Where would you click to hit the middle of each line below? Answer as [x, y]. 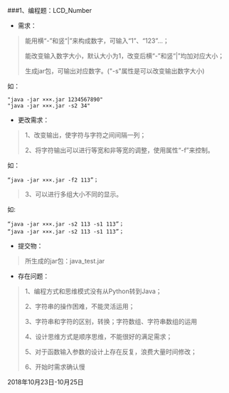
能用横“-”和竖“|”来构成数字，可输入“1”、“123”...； [97, 41]
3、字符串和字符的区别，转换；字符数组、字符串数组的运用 [111, 321]
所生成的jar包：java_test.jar [65, 261]
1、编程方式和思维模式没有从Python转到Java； [93, 291]
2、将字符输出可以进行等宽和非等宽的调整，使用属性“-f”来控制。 [119, 150]
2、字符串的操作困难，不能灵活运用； [80, 306]
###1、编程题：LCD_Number [50, 10]
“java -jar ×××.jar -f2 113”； [53, 180]
